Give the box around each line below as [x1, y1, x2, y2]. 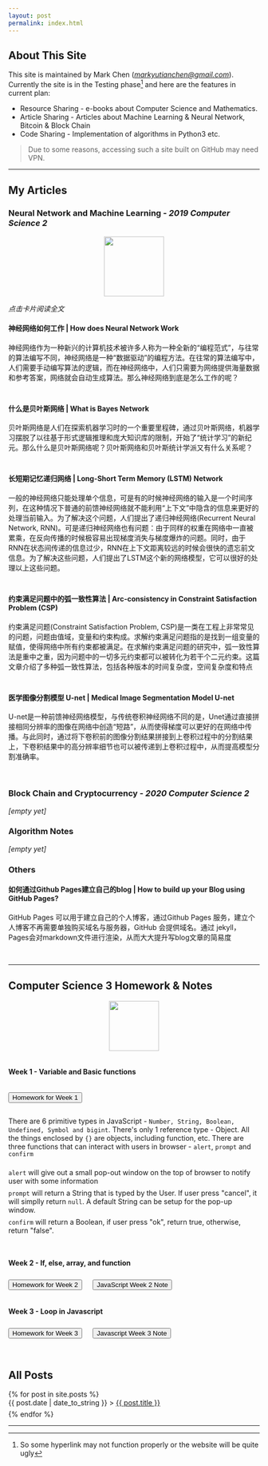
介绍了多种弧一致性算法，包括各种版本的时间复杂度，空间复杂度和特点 [22, 661, 253, 671]
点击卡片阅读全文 [8, 304, 65, 313]
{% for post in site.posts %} [8, 1389, 100, 1399]
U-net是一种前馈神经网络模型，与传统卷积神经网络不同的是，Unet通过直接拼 [8, 712, 260, 721]
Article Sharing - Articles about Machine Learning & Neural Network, [19, 112, 246, 121]
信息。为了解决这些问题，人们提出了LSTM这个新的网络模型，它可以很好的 [8, 553, 251, 563]
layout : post [8, 11, 52, 20]
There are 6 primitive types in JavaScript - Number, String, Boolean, [8, 1116, 235, 1126]
